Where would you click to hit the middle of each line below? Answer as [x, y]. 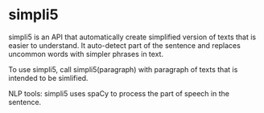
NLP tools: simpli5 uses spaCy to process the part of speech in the [119, 93]
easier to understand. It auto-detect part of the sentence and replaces [125, 45]
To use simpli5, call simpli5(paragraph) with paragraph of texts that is [123, 69]
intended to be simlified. [48, 78]
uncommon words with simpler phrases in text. [86, 54]
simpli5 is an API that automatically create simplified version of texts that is [132, 37]
